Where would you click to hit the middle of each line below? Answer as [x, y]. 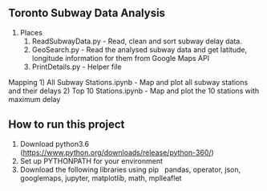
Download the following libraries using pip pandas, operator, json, [130, 169]
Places [31, 32]
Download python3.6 [55, 144]
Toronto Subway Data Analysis [87, 13]
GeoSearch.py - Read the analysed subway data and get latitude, [139, 49]
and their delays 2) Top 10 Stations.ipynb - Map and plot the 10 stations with [133, 91]
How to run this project [67, 125]
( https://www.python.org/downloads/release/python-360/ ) [117, 152]
